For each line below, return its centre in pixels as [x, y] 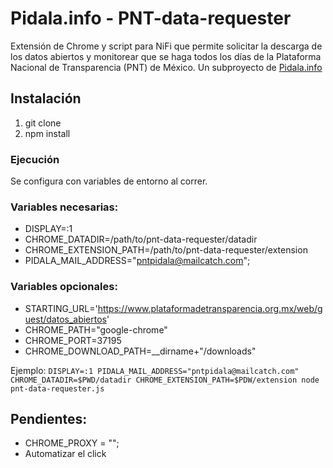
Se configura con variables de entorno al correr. [109, 181]
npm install [47, 133]
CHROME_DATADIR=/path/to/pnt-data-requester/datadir [141, 239]
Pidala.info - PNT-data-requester [151, 18]
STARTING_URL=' [61, 308]
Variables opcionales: [64, 287]
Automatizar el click [65, 454]
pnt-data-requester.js [57, 388]
